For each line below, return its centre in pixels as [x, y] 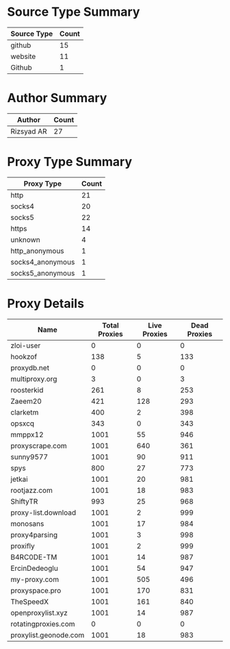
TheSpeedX [30, 602]
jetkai [20, 479]
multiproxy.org [34, 379]
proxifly [23, 546]
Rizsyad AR [29, 131]
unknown [25, 239]
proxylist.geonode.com [48, 635]
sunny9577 [29, 456]
